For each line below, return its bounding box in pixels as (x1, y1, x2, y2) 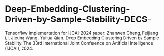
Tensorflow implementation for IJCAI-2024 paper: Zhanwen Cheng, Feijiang (5, 30, 158, 36)
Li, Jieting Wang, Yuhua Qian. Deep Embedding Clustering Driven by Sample (5, 35, 159, 41)
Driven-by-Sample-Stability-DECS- (5, 14, 152, 25)
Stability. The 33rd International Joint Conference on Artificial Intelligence (5, 40, 153, 46)
